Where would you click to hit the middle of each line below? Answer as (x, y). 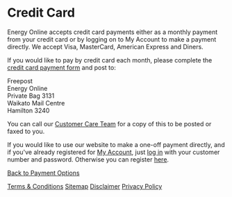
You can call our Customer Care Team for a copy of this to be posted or (109, 123)
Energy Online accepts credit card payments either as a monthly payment (113, 32)
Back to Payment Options (43, 173)
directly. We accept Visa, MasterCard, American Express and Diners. (105, 46)
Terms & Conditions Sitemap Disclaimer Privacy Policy (85, 186)
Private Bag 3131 (31, 96)
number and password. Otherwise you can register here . (88, 159)
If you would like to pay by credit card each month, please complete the (110, 60)
